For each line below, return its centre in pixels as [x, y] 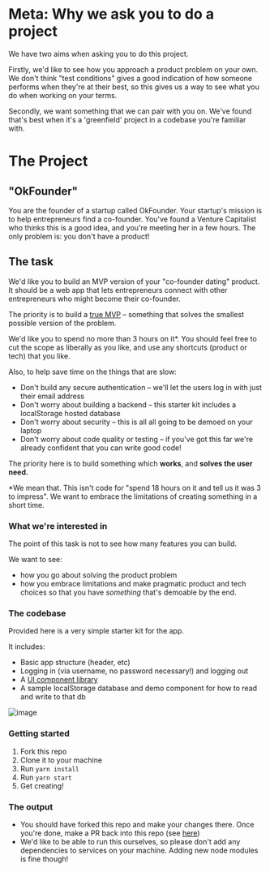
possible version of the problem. [62, 323]
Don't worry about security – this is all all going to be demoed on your [136, 422]
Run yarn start [46, 777]
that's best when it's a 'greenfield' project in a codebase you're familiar [127, 119]
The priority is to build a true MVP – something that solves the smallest [126, 314]
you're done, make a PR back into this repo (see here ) [110, 833]
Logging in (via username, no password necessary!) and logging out [134, 671]
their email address [52, 396]
